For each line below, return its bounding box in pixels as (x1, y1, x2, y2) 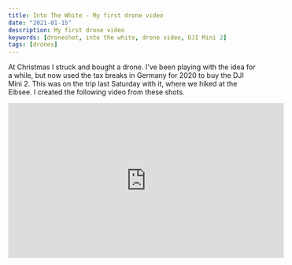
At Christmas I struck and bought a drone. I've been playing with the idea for (8, 62, 256, 72)
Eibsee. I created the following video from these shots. (8, 87, 185, 97)
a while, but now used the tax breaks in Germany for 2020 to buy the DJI (8, 71, 244, 80)
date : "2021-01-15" (8, 19, 72, 27)
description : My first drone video (8, 26, 125, 34)
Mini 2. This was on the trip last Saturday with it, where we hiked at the (8, 79, 238, 89)
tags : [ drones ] (8, 41, 58, 49)
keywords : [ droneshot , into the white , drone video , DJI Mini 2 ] (8, 33, 227, 42)
